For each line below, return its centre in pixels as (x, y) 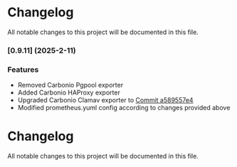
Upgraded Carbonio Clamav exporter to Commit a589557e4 (105, 100)
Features (23, 70)
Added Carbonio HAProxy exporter (69, 92)
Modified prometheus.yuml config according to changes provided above (124, 108)
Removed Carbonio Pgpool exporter (70, 85)
